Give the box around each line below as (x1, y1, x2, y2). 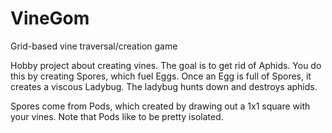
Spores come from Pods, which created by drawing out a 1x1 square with (10, 100, 311, 112)
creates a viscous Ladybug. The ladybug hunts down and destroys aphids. (10, 80, 318, 92)
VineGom (10, 7, 90, 30)
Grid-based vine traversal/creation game (10, 40, 178, 52)
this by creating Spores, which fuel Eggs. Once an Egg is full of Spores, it (10, 70, 312, 82)
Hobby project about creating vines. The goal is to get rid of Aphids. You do (10, 59, 322, 71)
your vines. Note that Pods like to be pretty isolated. (10, 110, 224, 122)
